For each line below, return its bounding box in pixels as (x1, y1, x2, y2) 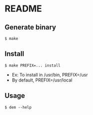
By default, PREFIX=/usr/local (11, 77, 73, 83)
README (4, 3, 42, 14)
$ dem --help (4, 104, 32, 110)
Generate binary (4, 23, 56, 31)
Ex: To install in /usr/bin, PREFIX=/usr (11, 71, 88, 77)
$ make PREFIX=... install (4, 63, 61, 68)
